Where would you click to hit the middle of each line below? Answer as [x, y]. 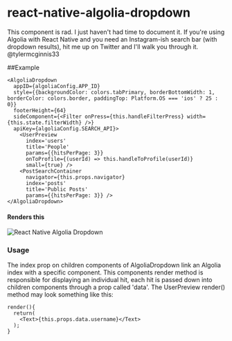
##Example [24, 67]
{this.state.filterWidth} [44, 123]
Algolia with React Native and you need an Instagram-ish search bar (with [112, 39]
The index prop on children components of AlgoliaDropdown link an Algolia [114, 265]
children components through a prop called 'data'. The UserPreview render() [116, 287]
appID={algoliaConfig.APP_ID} [57, 86]
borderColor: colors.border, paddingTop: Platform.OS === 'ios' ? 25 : [113, 98]
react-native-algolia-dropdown [99, 13]
